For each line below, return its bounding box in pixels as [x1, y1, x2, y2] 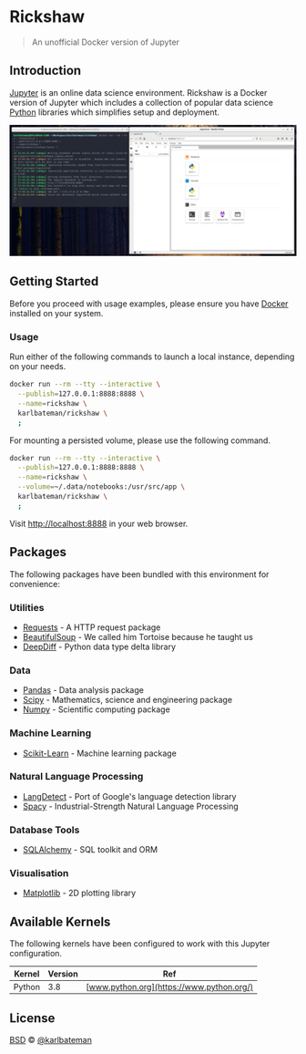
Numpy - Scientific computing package [22, 704, 170, 715]
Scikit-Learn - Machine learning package [22, 748, 178, 759]
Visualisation [9, 867, 69, 880]
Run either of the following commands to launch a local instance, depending [9, 351, 295, 362]
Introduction [9, 63, 82, 78]
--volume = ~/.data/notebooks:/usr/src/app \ [17, 482, 185, 491]
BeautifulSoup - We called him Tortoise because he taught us [22, 631, 253, 642]
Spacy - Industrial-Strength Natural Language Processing [22, 801, 239, 811]
